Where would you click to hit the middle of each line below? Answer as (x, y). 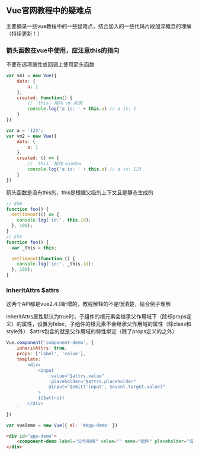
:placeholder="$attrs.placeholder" (92, 381)
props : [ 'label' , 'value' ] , (51, 354)
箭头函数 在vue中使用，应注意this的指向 (63, 50)
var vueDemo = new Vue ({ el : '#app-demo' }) (62, 425)
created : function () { (45, 98)
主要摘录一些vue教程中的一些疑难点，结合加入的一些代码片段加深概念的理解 (99, 26)
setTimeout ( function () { (44, 258)
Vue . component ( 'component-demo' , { (50, 343)
